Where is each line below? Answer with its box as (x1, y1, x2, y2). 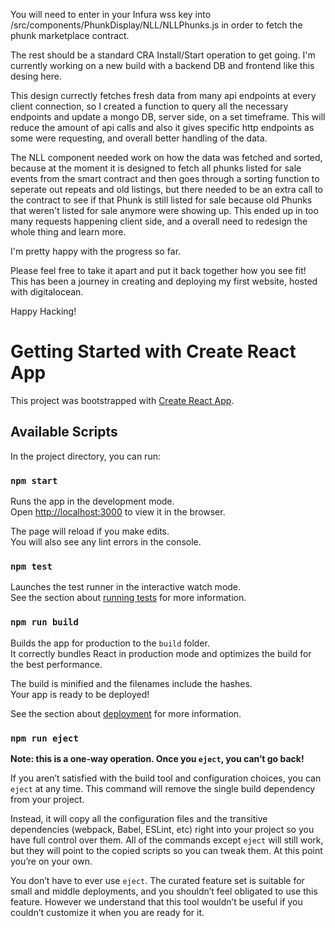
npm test (10, 560, 53, 572)
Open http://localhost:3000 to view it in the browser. (10, 506, 226, 518)
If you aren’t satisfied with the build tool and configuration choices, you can (10, 772, 322, 784)
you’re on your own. (10, 855, 93, 867)
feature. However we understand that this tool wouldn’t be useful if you (10, 895, 303, 908)
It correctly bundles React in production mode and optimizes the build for (10, 647, 312, 659)
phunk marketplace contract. (10, 30, 130, 41)
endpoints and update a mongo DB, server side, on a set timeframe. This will (10, 111, 326, 123)
